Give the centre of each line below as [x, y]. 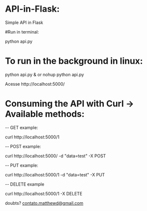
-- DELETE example [25, 184]
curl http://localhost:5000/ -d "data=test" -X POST [56, 156]
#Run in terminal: [22, 32]
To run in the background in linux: [74, 61]
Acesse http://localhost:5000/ [35, 84]
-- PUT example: [22, 165]
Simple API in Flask [24, 22]
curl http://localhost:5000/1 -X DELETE [44, 193]
